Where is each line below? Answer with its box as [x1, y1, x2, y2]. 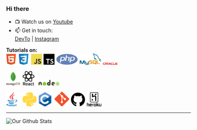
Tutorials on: [6, 47, 38, 54]
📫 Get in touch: [14, 27, 53, 34]
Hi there [6, 5, 29, 13]
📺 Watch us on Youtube [14, 18, 73, 25]
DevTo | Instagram [14, 36, 59, 43]
